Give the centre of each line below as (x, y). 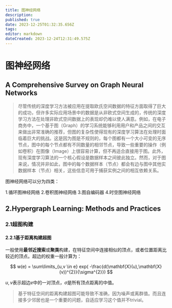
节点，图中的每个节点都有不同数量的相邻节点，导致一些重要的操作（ (90, 144)
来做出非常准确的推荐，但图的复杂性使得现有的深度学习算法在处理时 (90, 132)
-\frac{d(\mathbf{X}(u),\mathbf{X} (126, 267)
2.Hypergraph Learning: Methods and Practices (83, 209)
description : (19, 15)
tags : (11, 29)
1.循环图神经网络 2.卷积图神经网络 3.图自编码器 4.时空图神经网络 (73, 192)
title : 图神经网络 (23, 10)
